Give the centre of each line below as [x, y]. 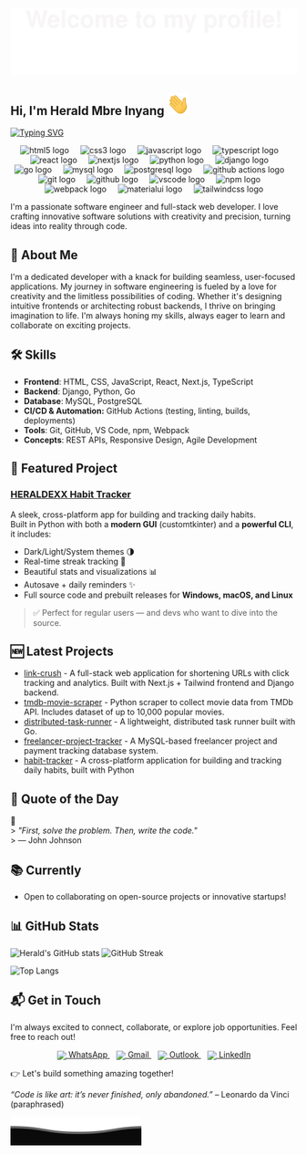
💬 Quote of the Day [65, 799]
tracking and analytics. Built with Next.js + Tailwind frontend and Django [159, 683]
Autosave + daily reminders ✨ [79, 584]
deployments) [50, 420]
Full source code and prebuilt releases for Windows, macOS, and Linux [158, 595]
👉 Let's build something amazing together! [92, 1073]
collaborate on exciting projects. [71, 326]
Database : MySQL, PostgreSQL [83, 401]
